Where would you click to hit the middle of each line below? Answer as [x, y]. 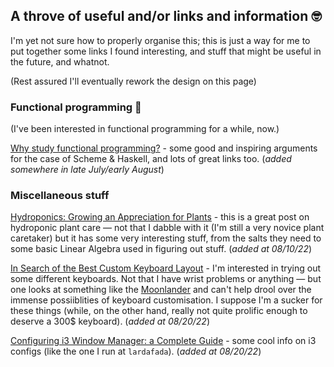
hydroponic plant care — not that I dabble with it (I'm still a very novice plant [167, 228]
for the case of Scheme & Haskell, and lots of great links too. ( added [151, 159]
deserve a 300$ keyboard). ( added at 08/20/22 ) [110, 321]
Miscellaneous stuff [60, 196]
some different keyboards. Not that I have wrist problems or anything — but [166, 279]
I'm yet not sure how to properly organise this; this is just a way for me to [160, 40]
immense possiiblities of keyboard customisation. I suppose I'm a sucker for [166, 300]
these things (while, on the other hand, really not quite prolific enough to [159, 311]
